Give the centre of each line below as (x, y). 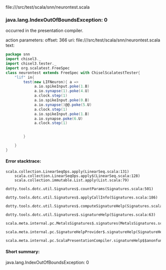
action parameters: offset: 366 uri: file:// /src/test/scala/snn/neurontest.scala (83, 40)
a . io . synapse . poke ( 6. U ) (59, 118)
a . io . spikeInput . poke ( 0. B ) (62, 101)
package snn (18, 54)
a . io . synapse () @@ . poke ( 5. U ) (63, 105)
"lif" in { (25, 77)
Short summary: (23, 251)
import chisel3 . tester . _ (31, 64)
